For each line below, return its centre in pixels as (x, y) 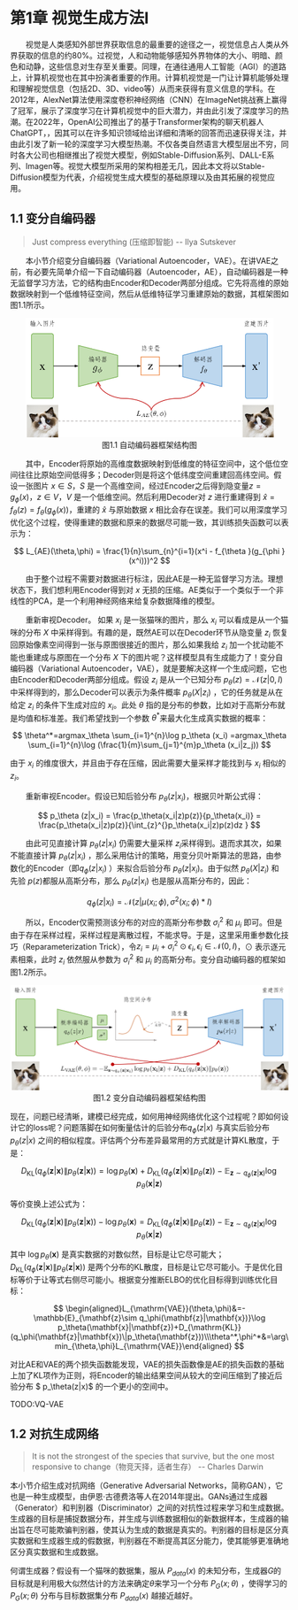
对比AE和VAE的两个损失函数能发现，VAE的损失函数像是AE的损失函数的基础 (147, 1365)
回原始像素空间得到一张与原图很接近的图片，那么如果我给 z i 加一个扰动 (139, 646)
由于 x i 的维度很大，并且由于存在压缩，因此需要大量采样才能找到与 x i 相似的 (148, 764)
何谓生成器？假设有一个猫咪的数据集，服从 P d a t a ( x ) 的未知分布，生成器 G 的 (146, 1571)
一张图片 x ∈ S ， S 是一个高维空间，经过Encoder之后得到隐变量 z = (139, 486)
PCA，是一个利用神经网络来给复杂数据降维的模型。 (126, 601)
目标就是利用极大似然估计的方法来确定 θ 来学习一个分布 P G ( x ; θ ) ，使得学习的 (149, 1584)
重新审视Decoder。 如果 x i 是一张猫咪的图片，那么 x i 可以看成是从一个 (153, 620)
